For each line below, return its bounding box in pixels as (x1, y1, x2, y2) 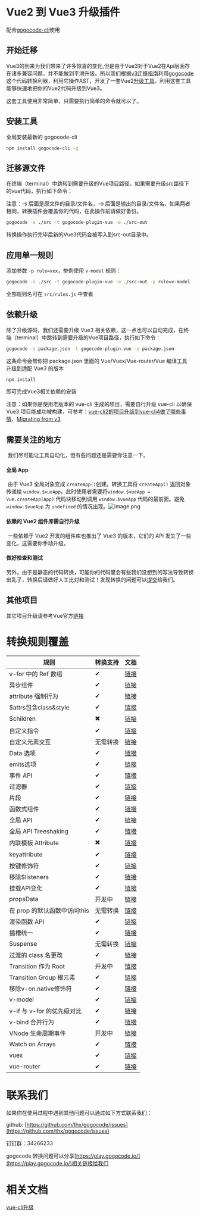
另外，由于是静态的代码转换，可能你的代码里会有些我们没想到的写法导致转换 (6, 568, 194, 576)
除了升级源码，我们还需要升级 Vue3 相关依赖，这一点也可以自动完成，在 (6, 326, 184, 333)
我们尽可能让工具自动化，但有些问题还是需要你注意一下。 (7, 452, 149, 459)
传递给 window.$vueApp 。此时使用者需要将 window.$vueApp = (6, 488, 151, 495)
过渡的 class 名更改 (9, 951, 63, 959)
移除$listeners (9, 873, 49, 881)
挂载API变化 (9, 884, 43, 892)
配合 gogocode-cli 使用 (6, 26, 61, 33)
